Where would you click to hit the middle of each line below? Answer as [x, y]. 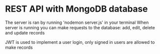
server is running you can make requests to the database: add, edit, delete [80, 27]
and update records [25, 33]
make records [19, 47]
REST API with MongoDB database [77, 9]
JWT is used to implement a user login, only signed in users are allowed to [80, 42]
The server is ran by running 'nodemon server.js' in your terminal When [77, 22]
